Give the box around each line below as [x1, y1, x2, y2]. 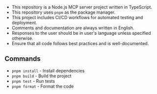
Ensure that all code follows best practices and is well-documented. [11, 41, 149, 46]
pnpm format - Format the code [11, 83, 74, 89]
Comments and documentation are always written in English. [11, 25, 134, 31]
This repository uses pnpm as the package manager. [11, 9, 116, 15]
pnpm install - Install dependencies [11, 68, 85, 73]
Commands [4, 55, 41, 63]
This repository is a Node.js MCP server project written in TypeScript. [11, 4, 153, 10]
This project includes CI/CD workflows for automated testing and [11, 15, 143, 20]
